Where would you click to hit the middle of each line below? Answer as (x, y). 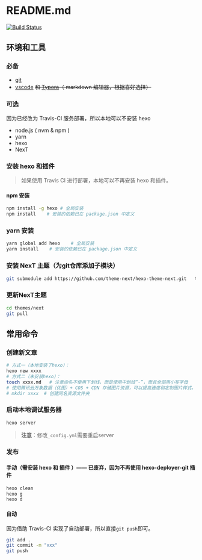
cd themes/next (25, 308)
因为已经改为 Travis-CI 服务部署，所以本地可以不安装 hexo (78, 118)
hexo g (14, 494)
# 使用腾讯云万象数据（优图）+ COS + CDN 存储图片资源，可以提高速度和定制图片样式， (101, 388)
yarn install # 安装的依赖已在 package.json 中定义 (72, 249)
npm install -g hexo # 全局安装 (45, 208)
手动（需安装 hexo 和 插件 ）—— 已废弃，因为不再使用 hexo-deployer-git (97, 468)
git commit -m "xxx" (32, 546)
